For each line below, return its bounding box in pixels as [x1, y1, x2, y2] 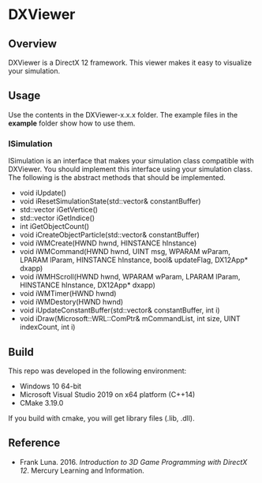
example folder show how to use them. [8, 118, 136, 128]
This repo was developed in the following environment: [8, 365, 187, 376]
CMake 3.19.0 [19, 398, 64, 407]
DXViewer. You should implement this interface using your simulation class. [8, 164, 253, 174]
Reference [8, 436, 61, 450]
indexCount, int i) [19, 322, 76, 332]
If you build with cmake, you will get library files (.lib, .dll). [8, 413, 195, 423]
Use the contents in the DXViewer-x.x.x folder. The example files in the [8, 110, 238, 119]
